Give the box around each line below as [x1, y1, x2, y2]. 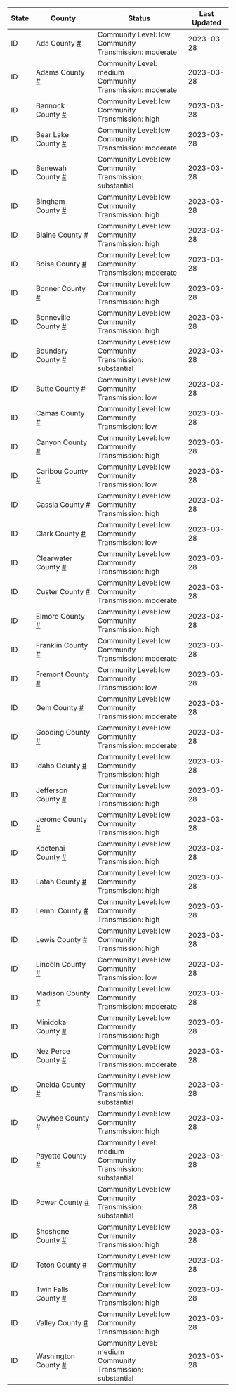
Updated [192, 18, 221, 27]
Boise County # [35, 259, 87, 269]
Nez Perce [35, 1047, 70, 1056]
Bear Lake [35, 130, 69, 139]
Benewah [35, 163, 67, 173]
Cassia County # [35, 500, 91, 509]
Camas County [35, 408, 86, 418]
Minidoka [35, 1017, 67, 1027]
